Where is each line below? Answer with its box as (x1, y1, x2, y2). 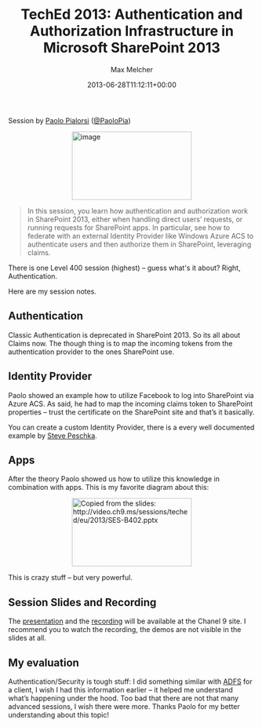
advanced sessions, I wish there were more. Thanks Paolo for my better (8, 702, 241, 711)
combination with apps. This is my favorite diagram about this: (8, 483, 209, 492)
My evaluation (8, 656, 80, 669)
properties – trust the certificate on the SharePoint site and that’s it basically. (8, 407, 255, 417)
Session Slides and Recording (8, 595, 157, 609)
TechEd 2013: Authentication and (20, 5, 243, 24)
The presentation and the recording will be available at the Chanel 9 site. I (8, 616, 246, 626)
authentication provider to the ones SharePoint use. (8, 347, 175, 356)
